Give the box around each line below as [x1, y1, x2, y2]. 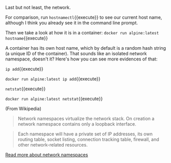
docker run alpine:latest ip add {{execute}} [5, 76, 101, 81]
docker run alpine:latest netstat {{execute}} [5, 96, 103, 101]
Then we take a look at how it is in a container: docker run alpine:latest [5, 30, 159, 35]
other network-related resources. [17, 142, 88, 148]
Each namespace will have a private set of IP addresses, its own [17, 131, 153, 137]
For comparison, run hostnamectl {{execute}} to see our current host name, [5, 14, 162, 20]
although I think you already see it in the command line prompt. [5, 20, 138, 26]
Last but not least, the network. [5, 5, 71, 10]
